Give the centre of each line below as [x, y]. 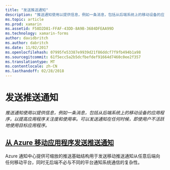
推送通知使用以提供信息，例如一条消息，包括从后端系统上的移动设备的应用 [82, 112]
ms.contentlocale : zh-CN [31, 66]
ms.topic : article [24, 19]
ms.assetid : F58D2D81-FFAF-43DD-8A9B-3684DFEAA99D [60, 29]
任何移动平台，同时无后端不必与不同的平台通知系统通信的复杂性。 [74, 162]
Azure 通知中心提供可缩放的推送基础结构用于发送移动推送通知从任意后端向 [83, 156]
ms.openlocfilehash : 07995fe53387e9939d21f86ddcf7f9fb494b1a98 [73, 52]
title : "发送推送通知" [27, 10]
